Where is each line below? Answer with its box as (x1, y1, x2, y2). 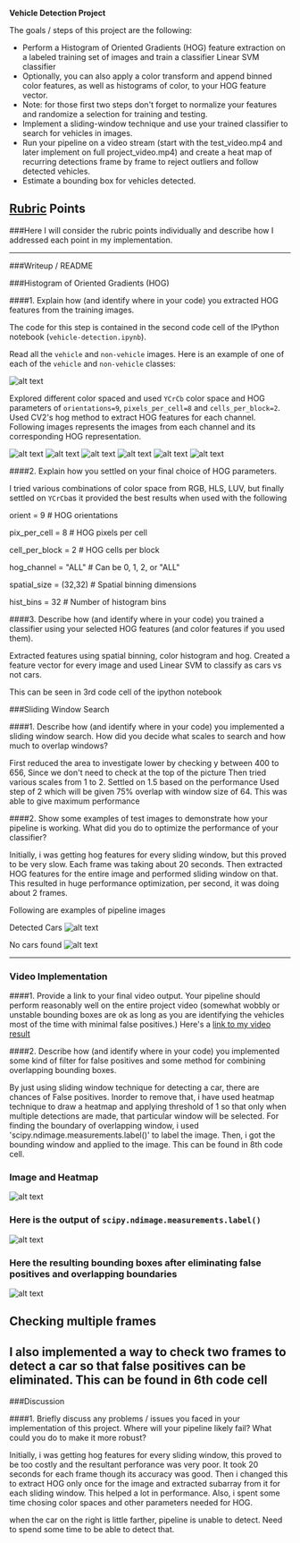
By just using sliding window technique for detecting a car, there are (9, 1082, 260, 1093)
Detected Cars (9, 922, 62, 933)
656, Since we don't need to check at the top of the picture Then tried (9, 767, 267, 778)
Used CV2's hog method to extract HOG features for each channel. (9, 412, 256, 422)
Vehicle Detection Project (9, 8, 106, 18)
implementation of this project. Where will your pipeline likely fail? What (9, 1423, 272, 1434)
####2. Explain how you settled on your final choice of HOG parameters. (9, 465, 277, 476)
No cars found (9, 939, 62, 950)
